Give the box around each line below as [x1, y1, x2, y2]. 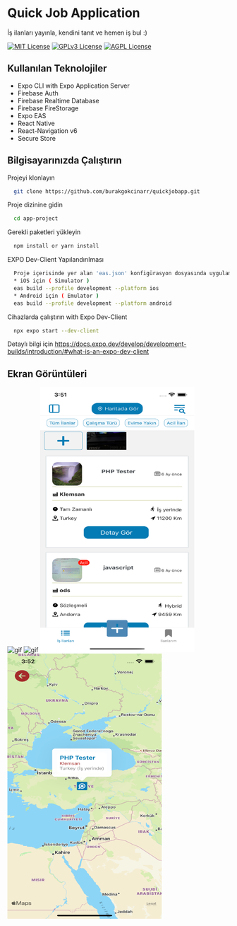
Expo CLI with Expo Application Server [17, 81, 130, 90]
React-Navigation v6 [17, 126, 78, 135]
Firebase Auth [17, 88, 59, 97]
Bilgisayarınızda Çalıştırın [7, 154, 122, 167]
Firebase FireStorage [17, 104, 79, 112]
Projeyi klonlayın [7, 173, 55, 182]
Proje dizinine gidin [7, 200, 63, 209]
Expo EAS [17, 111, 47, 120]
